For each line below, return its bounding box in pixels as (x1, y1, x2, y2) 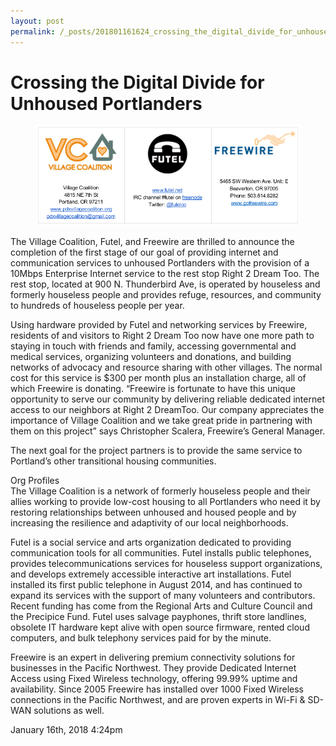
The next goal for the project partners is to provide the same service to (10, 444, 303, 456)
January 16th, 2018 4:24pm (10, 723, 123, 735)
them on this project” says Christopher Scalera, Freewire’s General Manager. (10, 425, 326, 437)
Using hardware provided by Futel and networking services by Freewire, (10, 318, 308, 330)
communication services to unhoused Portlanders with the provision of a (10, 256, 310, 269)
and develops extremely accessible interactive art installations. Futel (10, 568, 292, 580)
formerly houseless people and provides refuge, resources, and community (10, 288, 322, 300)
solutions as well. (33, 704, 105, 716)
